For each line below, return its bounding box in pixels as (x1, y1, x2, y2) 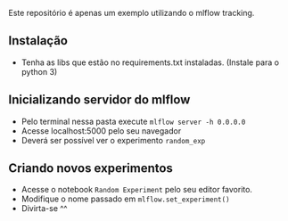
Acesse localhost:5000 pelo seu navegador (21, 125, 182, 136)
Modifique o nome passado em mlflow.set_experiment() (21, 193, 230, 204)
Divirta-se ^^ (21, 203, 68, 214)
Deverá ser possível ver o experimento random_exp (21, 135, 206, 145)
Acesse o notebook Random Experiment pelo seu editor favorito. (21, 184, 253, 195)
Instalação (8, 33, 69, 48)
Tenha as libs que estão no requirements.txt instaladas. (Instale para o (21, 57, 280, 68)
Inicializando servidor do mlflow (8, 93, 191, 108)
